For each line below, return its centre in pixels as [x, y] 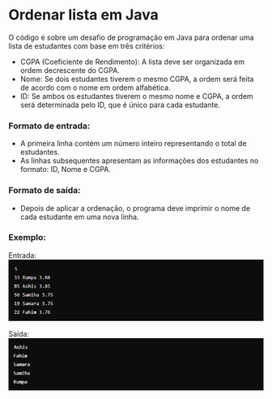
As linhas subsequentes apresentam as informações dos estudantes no [139, 161]
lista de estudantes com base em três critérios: [87, 45]
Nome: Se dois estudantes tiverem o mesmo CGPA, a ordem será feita [137, 79]
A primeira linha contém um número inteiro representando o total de [133, 144]
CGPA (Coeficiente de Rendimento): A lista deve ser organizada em [132, 62]
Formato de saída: [45, 191]
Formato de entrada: [49, 126]
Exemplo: [28, 238]
